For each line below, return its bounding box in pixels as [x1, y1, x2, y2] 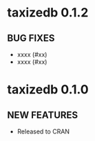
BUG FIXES [7, 32, 55, 44]
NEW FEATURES [7, 109, 78, 121]
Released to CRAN [17, 127, 70, 135]
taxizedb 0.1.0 [7, 82, 89, 98]
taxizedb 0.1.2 [7, 5, 89, 21]
